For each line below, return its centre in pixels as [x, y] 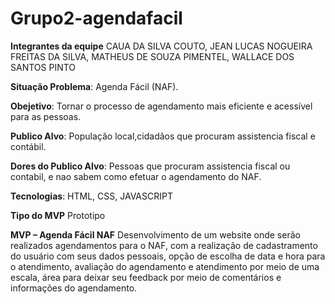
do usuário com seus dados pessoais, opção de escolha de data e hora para [168, 256]
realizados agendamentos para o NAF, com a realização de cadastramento [164, 245]
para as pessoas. [46, 116]
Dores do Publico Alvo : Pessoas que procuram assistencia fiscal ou [150, 166]
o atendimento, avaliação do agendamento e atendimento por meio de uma [165, 266]
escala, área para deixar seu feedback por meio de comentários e [146, 277]
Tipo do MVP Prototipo [58, 215]
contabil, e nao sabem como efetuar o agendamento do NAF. [136, 176]
